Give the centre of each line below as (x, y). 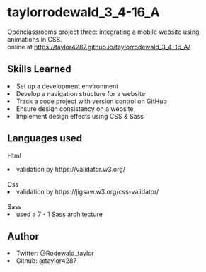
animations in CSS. (35, 39)
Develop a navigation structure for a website (81, 93)
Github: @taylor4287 (47, 261)
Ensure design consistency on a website (75, 108)
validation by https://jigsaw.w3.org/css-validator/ (88, 191)
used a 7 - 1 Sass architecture (59, 214)
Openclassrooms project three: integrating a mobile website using (103, 32)
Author (23, 236)
